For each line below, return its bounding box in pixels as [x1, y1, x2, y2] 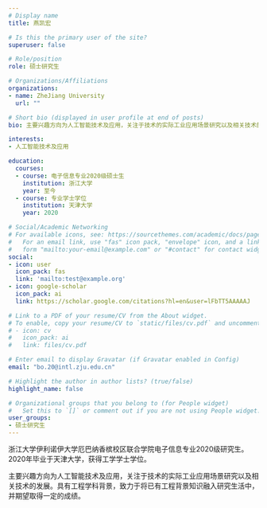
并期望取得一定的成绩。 [8, 491, 85, 500]
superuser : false [8, 41, 66, 49]
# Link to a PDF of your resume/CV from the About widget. [8, 311, 208, 319]
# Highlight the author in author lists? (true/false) [8, 377, 194, 385]
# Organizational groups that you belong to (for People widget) [8, 399, 229, 407]
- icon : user [8, 260, 52, 268]
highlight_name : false [8, 385, 83, 393]
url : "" [15, 99, 41, 107]
